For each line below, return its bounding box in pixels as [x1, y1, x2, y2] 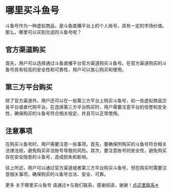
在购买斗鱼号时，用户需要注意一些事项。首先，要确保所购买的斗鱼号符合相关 [5, 141, 167, 147]
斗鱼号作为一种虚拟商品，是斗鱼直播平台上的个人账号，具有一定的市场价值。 [5, 23, 167, 29]
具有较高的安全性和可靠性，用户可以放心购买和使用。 [14, 66, 126, 72]
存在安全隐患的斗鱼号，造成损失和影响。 [5, 154, 91, 160]
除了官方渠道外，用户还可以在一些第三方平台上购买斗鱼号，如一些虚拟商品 [5, 97, 162, 103]
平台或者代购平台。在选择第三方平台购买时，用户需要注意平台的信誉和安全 [9, 103, 167, 110]
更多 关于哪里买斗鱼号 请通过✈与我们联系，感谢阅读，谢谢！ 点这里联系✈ [5, 182, 159, 188]
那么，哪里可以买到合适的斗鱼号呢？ [5, 29, 82, 35]
